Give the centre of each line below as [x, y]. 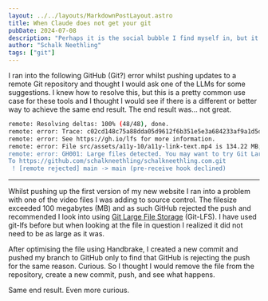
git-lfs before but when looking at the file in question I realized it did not [126, 225]
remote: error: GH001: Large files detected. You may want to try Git [128, 154]
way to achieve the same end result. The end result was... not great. [120, 109]
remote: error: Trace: [46, 131]
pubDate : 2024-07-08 [43, 30]
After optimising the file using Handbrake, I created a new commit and [123, 249]
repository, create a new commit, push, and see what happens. [112, 275]
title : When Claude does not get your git [80, 23]
